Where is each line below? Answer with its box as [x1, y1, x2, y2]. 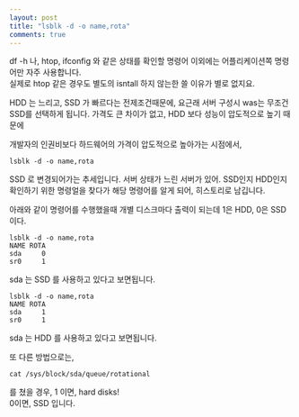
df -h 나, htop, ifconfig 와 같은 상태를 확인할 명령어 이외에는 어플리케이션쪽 [9, 56, 273, 67]
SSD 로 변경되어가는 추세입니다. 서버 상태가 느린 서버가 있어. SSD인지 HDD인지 [9, 174, 287, 185]
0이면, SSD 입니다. [9, 398, 76, 409]
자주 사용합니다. [25, 67, 82, 77]
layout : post [9, 13, 58, 23]
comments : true [9, 30, 66, 39]
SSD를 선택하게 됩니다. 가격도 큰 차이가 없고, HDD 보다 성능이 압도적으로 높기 [9, 109, 281, 120]
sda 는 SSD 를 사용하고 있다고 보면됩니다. [9, 274, 155, 285]
